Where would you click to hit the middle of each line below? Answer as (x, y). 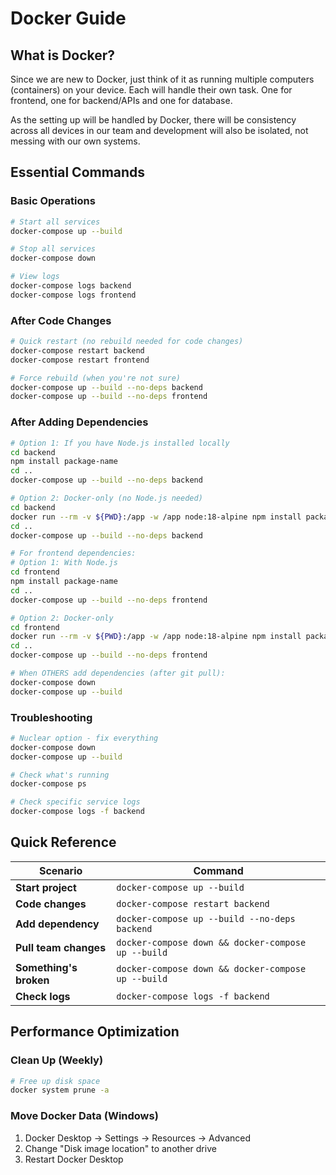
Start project (46, 887)
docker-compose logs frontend (73, 295)
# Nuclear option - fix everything (84, 738)
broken (32, 980)
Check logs (43, 996)
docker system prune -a (60, 1090)
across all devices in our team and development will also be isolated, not (159, 130)
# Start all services (55, 222)
